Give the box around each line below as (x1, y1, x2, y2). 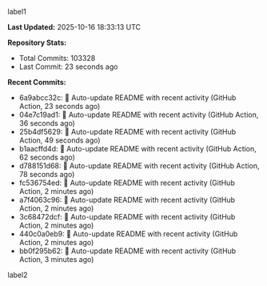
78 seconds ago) (18, 170, 75, 179)
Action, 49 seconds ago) (18, 135, 101, 145)
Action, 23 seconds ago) (18, 102, 101, 111)
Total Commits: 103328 (18, 54, 96, 62)
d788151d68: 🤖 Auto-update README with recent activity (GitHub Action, (18, 161, 260, 171)
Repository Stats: (7, 38, 67, 47)
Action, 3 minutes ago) (18, 255, 94, 264)
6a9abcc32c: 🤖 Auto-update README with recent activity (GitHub (18, 93, 237, 103)
